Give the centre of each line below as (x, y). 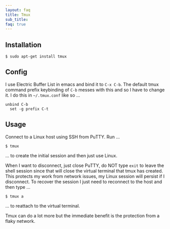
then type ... (18, 187)
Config (16, 72)
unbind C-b (17, 104)
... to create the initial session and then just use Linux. (61, 155)
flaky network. (20, 221)
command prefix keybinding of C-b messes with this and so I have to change (85, 90)
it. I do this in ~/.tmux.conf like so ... (43, 95)
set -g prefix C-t (29, 109)
